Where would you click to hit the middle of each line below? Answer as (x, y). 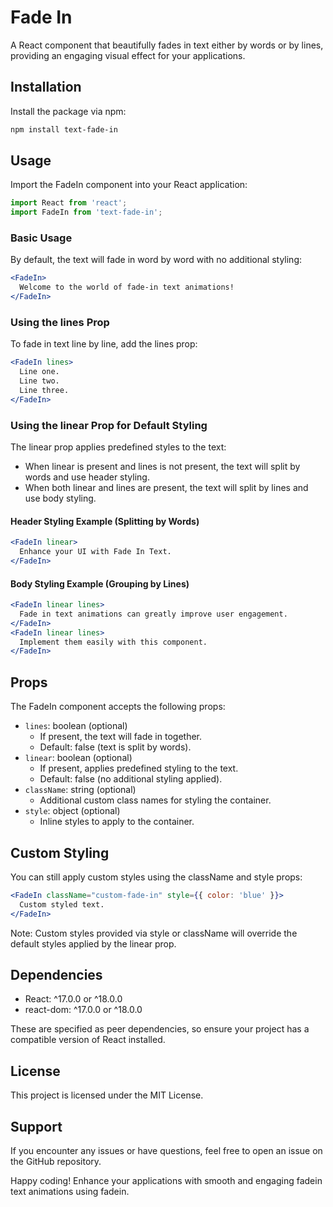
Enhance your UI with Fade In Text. (95, 552)
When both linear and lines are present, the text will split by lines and (166, 488)
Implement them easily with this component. (113, 642)
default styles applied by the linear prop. (93, 943)
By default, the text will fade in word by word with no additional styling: (156, 260)
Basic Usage (41, 238)
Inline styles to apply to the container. (117, 822)
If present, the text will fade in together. (120, 737)
